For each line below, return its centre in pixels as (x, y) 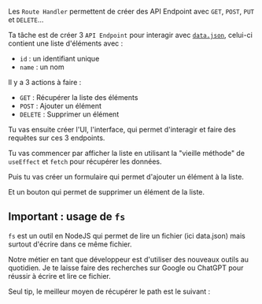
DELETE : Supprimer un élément (69, 114)
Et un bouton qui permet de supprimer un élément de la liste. (107, 192)
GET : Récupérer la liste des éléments (79, 97)
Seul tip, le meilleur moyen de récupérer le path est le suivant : (109, 291)
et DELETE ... (26, 20)
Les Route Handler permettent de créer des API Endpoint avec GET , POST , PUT (131, 11)
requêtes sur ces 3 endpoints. (57, 138)
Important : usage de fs (67, 217)
